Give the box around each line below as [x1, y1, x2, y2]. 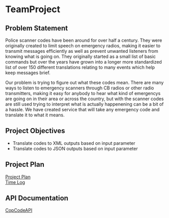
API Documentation [5, 194, 69, 203]
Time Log [5, 179, 25, 185]
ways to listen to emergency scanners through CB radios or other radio [5, 85, 154, 91]
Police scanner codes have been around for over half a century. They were [5, 37, 162, 43]
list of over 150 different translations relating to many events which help [5, 65, 155, 70]
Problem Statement [5, 24, 68, 33]
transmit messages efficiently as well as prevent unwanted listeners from [5, 48, 159, 54]
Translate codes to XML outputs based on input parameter [12, 140, 136, 146]
